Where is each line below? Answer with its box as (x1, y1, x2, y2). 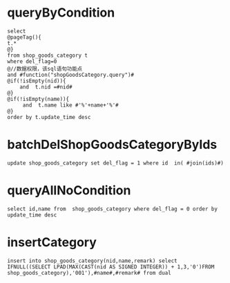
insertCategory (7, 235, 97, 250)
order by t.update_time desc (7, 113, 91, 120)
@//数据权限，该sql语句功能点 (7, 65, 83, 72)
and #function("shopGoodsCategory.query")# (7, 71, 135, 78)
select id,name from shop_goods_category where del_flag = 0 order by (7, 206, 218, 212)
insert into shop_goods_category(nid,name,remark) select (7, 257, 178, 264)
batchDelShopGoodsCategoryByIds (7, 137, 218, 153)
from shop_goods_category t (7, 52, 88, 59)
